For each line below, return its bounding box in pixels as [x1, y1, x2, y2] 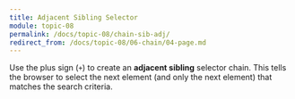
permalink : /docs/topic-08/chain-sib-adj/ [9, 29, 170, 38]
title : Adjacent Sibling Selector [9, 12, 139, 22]
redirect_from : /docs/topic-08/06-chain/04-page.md [9, 37, 206, 47]
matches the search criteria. [9, 81, 114, 92]
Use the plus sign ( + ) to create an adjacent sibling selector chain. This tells [9, 62, 287, 73]
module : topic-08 [9, 21, 74, 30]
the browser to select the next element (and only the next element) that [9, 72, 273, 83]
